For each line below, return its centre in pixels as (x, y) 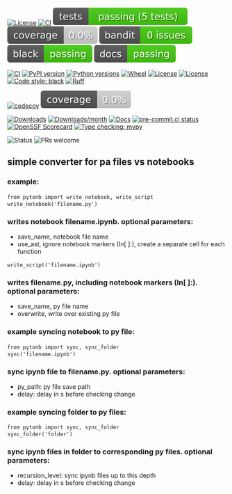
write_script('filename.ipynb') (54, 265)
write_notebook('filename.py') (52, 204)
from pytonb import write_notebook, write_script (81, 197)
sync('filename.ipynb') (42, 354)
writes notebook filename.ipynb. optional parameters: (100, 221)
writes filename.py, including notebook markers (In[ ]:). (102, 282)
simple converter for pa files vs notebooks (101, 162)
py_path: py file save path (54, 386)
